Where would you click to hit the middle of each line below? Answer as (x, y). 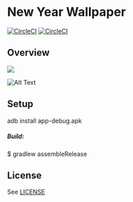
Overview (29, 53)
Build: (16, 137)
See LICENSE (26, 192)
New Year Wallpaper (66, 12)
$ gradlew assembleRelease (47, 154)
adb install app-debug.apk (44, 121)
